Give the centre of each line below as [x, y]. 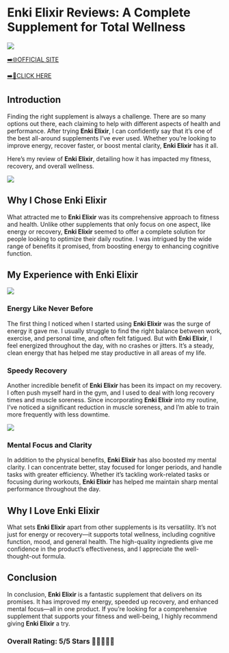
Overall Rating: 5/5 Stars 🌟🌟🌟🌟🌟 [61, 641]
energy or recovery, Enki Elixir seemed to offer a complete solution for [106, 232]
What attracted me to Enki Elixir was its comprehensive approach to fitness [113, 217]
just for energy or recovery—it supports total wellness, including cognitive [111, 534]
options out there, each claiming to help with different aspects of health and [114, 123]
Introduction [34, 100]
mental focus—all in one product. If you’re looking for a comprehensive [107, 608]
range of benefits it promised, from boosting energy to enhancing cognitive [113, 246]
